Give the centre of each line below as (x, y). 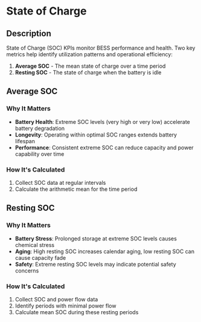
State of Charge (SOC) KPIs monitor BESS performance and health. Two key (101, 48)
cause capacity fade (40, 257)
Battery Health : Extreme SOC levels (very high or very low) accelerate (102, 121)
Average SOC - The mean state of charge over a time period (90, 66)
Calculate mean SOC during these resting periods (77, 312)
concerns (27, 271)
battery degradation (40, 128)
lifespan (25, 141)
